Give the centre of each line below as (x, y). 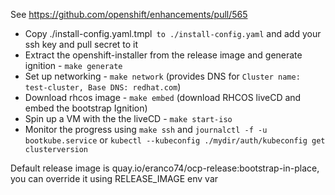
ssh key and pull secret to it (81, 44)
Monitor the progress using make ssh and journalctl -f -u (146, 129)
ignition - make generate (73, 65)
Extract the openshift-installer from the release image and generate (163, 55)
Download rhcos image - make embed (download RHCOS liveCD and (163, 97)
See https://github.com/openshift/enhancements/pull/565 (129, 14)
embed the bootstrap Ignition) (86, 108)
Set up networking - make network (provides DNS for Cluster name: (162, 76)
